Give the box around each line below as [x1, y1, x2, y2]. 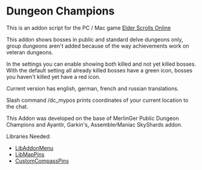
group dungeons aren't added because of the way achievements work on [6, 42, 189, 49]
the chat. [6, 102, 28, 110]
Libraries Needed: [6, 133, 51, 140]
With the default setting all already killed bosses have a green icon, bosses [6, 66, 192, 74]
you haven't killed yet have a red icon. [6, 73, 101, 80]
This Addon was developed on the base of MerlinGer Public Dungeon [6, 115, 180, 122]
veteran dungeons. [6, 48, 53, 55]
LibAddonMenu [15, 144, 54, 151]
